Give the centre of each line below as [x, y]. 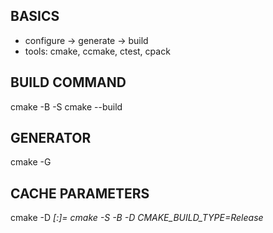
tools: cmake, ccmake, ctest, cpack [97, 51]
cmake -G [31, 162]
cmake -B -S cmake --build [66, 106]
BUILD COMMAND [68, 82]
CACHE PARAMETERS [80, 193]
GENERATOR [51, 138]
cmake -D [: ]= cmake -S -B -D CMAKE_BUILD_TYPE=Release [137, 218]
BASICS [35, 16]
